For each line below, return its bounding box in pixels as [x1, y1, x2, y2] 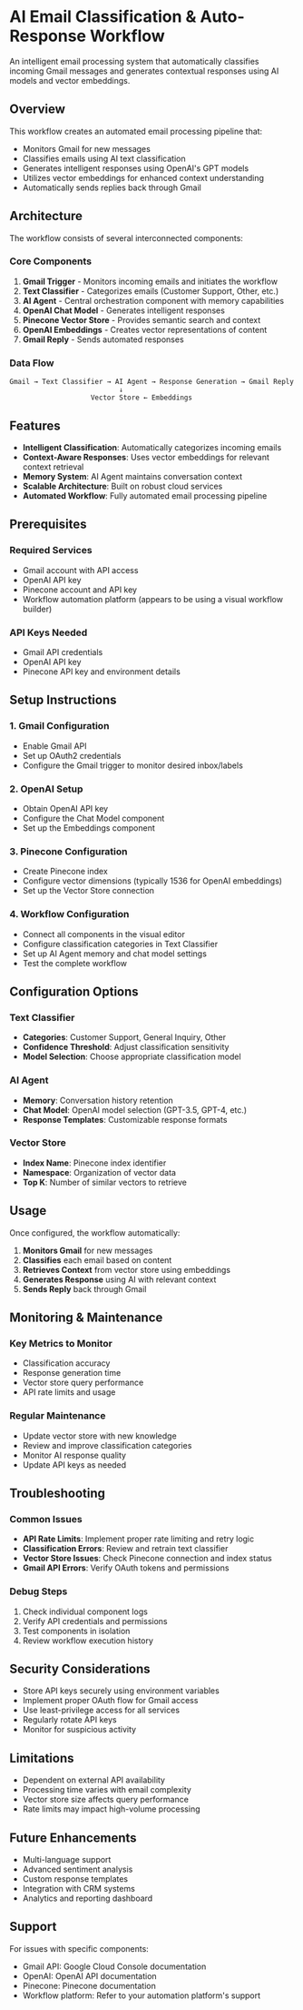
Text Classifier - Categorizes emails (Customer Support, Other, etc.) [22, 285, 279, 297]
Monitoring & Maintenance [9, 1310, 163, 1326]
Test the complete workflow [22, 957, 128, 968]
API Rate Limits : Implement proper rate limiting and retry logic [22, 1533, 255, 1544]
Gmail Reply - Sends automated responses [22, 334, 184, 345]
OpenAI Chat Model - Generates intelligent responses [22, 305, 225, 316]
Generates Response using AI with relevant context [22, 1274, 217, 1285]
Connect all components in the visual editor [22, 928, 186, 939]
